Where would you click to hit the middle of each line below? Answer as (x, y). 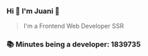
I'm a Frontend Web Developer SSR (73, 26)
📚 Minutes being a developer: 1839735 (74, 44)
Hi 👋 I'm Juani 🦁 (33, 11)
